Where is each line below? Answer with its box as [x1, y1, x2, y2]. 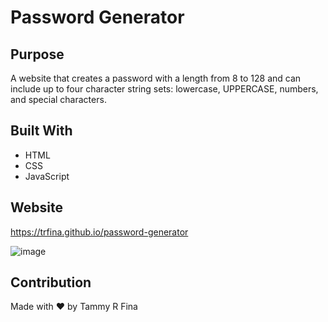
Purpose [10, 46, 65, 63]
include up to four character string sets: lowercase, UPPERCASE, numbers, [10, 83, 319, 95]
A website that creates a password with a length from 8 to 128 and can [10, 72, 302, 84]
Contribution [10, 274, 92, 291]
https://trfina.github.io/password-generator [10, 226, 189, 238]
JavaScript [24, 170, 70, 182]
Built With [10, 122, 73, 140]
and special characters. [10, 94, 107, 105]
